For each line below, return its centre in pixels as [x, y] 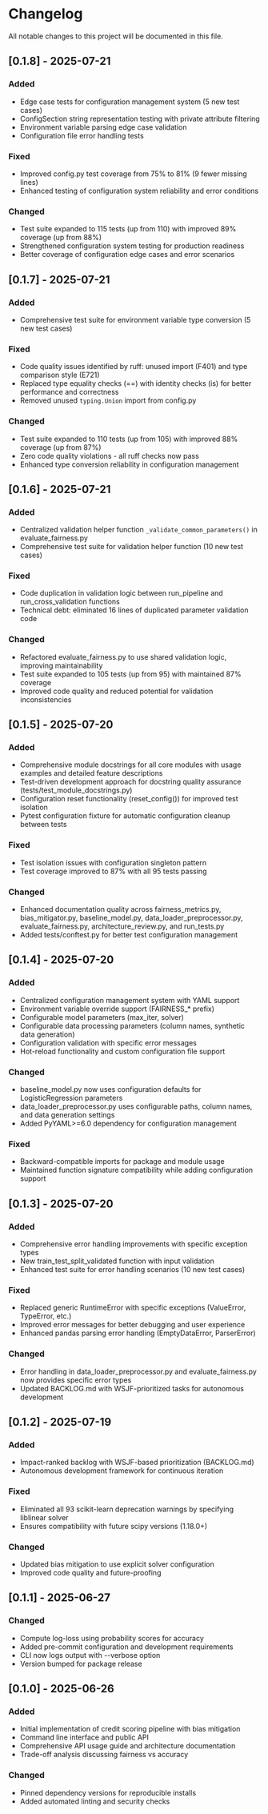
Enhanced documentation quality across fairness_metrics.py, [120, 909]
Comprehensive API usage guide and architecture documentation [128, 1746]
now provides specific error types [76, 1380]
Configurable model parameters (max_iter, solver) [102, 1017]
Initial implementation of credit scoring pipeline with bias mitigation [130, 1729]
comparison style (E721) [60, 375]
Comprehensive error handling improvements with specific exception [134, 1244]
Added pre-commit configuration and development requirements [126, 1647]
